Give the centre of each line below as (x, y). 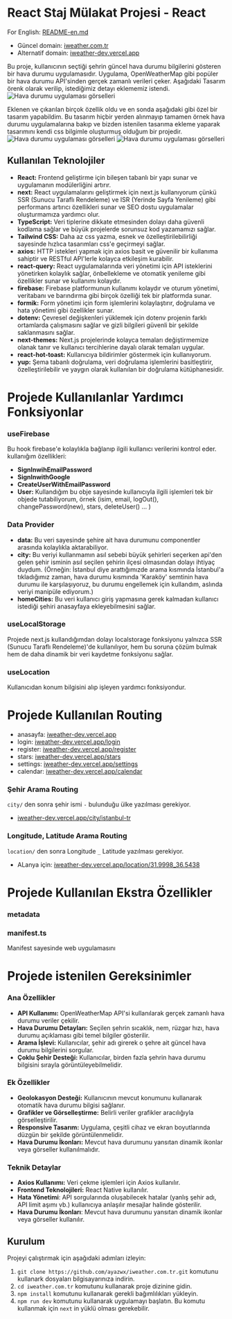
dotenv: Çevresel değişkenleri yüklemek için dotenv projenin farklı (112, 317)
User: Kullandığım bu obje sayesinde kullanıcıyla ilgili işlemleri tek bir (115, 492)
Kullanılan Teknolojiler (56, 161)
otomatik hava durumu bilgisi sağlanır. (71, 1105)
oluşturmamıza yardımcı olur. (59, 214)
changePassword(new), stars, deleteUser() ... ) (84, 507)
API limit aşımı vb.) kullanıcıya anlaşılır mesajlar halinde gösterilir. (109, 1205)
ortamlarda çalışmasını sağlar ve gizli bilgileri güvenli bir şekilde (108, 325)
